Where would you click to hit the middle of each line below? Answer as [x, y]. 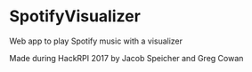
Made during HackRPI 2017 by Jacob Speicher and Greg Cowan [126, 58]
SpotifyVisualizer [75, 16]
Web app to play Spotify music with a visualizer [96, 41]
